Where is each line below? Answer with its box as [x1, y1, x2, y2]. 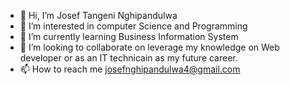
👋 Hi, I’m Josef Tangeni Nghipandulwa [19, 10, 178, 21]
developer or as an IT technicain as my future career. [19, 52, 238, 64]
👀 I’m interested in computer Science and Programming [19, 20, 248, 32]
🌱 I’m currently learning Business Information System [19, 31, 239, 42]
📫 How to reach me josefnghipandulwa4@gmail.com [19, 63, 241, 75]
